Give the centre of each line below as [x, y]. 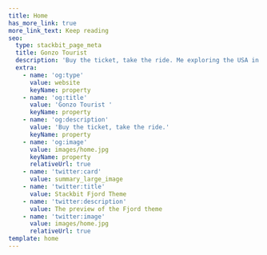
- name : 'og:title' [55, 98]
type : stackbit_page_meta [59, 46]
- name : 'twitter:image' [64, 217]
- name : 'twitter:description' [75, 201]
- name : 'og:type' [53, 75]
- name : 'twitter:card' [62, 172]
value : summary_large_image [76, 179]
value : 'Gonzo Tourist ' [71, 105]
